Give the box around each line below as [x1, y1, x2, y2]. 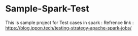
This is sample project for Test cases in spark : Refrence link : [5, 19, 134, 25]
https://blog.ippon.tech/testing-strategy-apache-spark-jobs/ [5, 24, 132, 30]
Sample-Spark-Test [5, 3, 90, 14]
